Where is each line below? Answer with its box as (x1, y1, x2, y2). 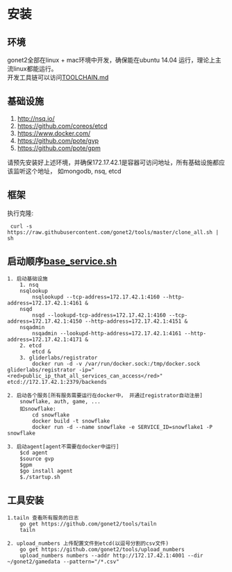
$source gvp (19, 455, 54, 462)
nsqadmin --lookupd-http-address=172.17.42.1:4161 (32, 330, 182, 337)
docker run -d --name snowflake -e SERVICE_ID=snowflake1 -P (32, 424, 213, 431)
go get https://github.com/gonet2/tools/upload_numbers (19, 546, 185, 553)
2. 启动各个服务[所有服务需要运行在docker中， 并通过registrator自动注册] (7, 392, 204, 399)
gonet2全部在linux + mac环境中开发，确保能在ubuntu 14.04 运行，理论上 (7, 56, 215, 64)
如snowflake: (19, 405, 57, 413)
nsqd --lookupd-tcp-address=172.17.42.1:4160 (32, 312, 167, 319)
